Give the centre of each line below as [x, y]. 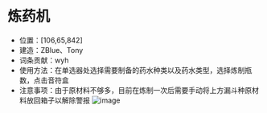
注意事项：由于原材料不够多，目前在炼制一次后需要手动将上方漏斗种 [132, 90]
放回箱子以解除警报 [58, 100]
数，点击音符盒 [44, 80]
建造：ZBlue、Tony [51, 50]
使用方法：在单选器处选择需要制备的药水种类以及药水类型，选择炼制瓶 [136, 70]
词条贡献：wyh [44, 60]
